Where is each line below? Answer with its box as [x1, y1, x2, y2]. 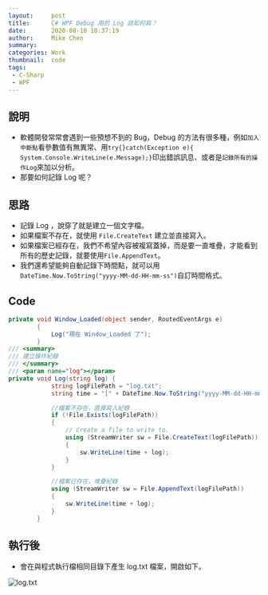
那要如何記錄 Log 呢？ [19, 172, 93, 182]
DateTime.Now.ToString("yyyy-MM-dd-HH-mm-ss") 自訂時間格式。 [19, 270, 227, 280]
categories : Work [8, 49, 66, 57]
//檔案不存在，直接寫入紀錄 [50, 404, 130, 412]
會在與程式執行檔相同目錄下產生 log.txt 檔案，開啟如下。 [19, 562, 206, 571]
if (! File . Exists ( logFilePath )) [50, 412, 159, 420]
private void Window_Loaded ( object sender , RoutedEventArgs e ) [8, 315, 223, 323]
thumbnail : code [8, 57, 66, 65]
